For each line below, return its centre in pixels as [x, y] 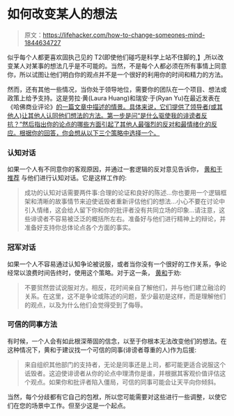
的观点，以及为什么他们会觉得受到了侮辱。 [85, 305]
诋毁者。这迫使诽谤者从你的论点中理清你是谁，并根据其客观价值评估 [122, 373]
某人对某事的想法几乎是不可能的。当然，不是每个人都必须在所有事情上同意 [120, 66]
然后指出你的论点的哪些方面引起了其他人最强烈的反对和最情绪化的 [117, 124]
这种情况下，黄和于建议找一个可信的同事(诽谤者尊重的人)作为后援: [102, 350]
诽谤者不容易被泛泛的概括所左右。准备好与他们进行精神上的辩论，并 [128, 219]
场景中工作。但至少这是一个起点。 [80, 406]
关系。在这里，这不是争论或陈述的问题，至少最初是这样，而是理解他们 [125, 296]
